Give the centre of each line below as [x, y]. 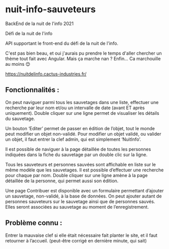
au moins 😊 [18, 64]
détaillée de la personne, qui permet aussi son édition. [62, 181]
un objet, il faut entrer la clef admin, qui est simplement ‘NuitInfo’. [73, 139]
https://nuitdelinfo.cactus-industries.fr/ [46, 74]
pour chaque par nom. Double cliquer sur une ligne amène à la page [77, 175]
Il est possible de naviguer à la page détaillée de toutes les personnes [78, 149]
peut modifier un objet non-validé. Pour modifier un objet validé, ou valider [83, 134]
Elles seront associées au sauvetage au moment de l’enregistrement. [77, 207]
